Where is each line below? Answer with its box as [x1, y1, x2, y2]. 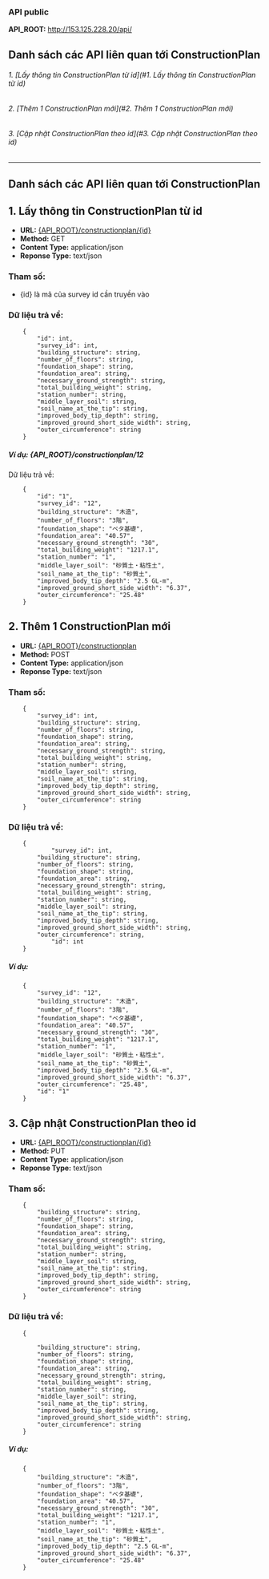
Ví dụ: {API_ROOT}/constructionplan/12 [8, 450, 144, 459]
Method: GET [19, 234, 66, 244]
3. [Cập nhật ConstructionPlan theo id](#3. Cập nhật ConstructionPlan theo [8, 128, 258, 138]
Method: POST [19, 649, 70, 659]
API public [8, 6, 50, 18]
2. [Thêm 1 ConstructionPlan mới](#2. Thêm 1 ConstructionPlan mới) [8, 103, 234, 113]
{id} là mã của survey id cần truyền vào [19, 289, 150, 299]
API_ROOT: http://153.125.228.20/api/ [8, 25, 132, 34]
